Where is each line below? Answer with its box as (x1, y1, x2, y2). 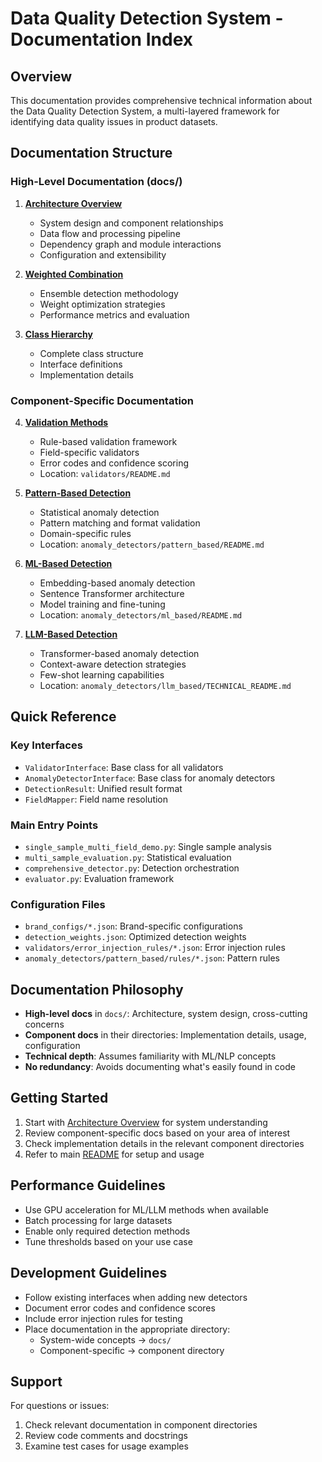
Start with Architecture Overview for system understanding (24, 1116, 268, 1128)
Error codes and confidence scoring (39, 457, 190, 469)
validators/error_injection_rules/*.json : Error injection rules (24, 942, 286, 954)
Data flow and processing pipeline (39, 227, 181, 239)
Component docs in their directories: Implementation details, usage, (24, 1029, 307, 1041)
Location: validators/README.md (39, 467, 171, 479)
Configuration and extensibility (39, 248, 167, 261)
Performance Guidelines (10, 1177, 166, 1194)
